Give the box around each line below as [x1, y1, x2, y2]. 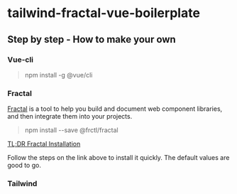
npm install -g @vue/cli [24, 70, 93, 79]
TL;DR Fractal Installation [7, 140, 81, 149]
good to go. [7, 161, 41, 170]
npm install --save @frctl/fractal [24, 126, 118, 134]
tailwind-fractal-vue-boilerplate [7, 5, 201, 21]
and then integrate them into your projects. [7, 112, 133, 121]
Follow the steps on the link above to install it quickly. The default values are [7, 153, 230, 162]
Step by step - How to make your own [7, 33, 176, 45]
